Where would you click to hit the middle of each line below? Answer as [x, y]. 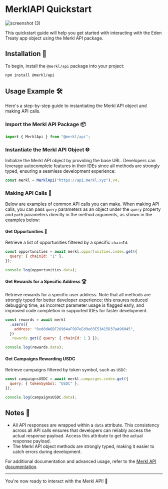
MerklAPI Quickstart [48, 9]
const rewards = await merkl [35, 320]
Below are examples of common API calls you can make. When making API [82, 204]
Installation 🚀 [26, 54]
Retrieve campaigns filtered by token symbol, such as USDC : [66, 370]
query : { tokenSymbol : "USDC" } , [44, 384]
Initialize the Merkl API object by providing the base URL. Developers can [80, 160]
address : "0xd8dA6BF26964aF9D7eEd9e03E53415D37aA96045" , [75, 329]
